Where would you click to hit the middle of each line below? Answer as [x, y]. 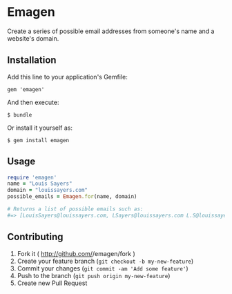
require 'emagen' [32, 177]
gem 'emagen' [26, 89]
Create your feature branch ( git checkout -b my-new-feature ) [105, 261]
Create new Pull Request [52, 283]
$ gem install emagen [38, 140]
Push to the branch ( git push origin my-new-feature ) [94, 275]
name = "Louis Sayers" [40, 184]
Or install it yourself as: [40, 128]
